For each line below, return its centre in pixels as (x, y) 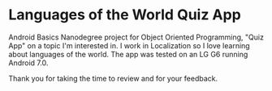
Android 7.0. (28, 63)
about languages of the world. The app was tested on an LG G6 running (128, 54)
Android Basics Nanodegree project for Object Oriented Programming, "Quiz (136, 37)
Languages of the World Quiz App (125, 15)
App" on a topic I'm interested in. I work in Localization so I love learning (129, 45)
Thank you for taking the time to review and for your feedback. (113, 78)
